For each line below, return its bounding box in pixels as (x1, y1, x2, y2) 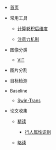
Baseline (9, 88, 28, 93)
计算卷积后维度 (17, 25, 48, 31)
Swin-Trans (17, 97, 41, 103)
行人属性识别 (24, 129, 51, 135)
